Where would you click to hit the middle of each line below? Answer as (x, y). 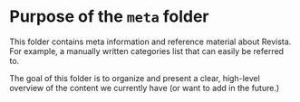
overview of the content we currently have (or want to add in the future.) (145, 88)
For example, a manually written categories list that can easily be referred (146, 51)
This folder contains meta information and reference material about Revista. (150, 42)
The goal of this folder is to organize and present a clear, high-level (135, 78)
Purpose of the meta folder (109, 17)
